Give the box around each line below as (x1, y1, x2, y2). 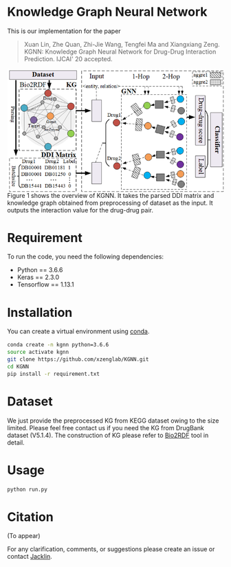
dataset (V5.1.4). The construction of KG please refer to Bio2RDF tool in (7, 431, 209, 439)
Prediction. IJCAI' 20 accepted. (23, 54, 113, 63)
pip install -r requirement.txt (7, 370, 100, 377)
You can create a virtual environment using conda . (7, 327, 150, 335)
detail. (7, 438, 25, 447)
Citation (7, 509, 54, 524)
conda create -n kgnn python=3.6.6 (7, 342, 109, 348)
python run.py (7, 486, 48, 493)
